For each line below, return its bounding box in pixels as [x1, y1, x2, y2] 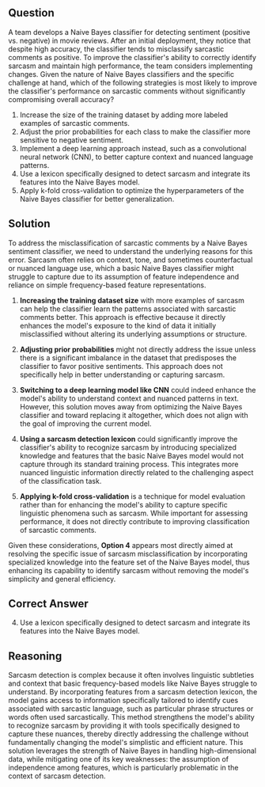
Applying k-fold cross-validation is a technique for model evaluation [19, 491, 245, 501]
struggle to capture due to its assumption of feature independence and [8, 272, 240, 281]
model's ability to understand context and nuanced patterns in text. [19, 393, 240, 403]
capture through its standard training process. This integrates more [19, 459, 239, 469]
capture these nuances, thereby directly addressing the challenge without [8, 729, 249, 739]
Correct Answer [8, 597, 89, 610]
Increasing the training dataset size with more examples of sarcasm [19, 295, 245, 305]
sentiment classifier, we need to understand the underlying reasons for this [8, 246, 253, 256]
